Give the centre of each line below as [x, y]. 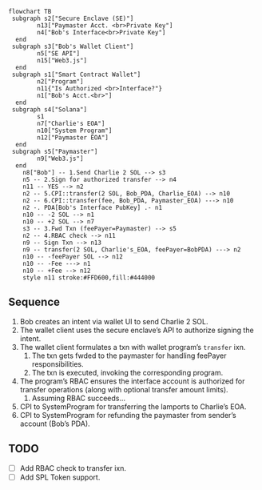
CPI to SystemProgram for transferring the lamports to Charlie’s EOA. [133, 406]
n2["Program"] [60, 82]
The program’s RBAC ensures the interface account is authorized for [132, 381]
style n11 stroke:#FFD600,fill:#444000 [89, 278]
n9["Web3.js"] [60, 159]
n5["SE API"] [59, 54]
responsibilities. [58, 363]
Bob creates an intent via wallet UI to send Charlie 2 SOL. [114, 321]
